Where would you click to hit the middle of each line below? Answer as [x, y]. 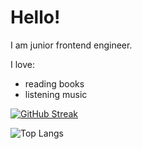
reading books [54, 83]
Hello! [35, 17]
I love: [22, 64]
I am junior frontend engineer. [71, 45]
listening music [56, 94]
